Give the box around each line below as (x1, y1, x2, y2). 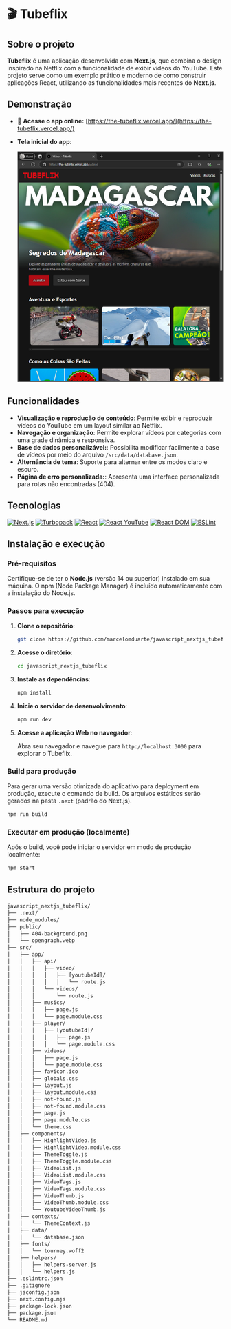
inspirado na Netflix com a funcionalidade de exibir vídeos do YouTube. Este (7, 64, 223, 72)
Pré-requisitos (7, 559, 56, 568)
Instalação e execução (7, 538, 106, 550)
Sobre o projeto (7, 38, 74, 50)
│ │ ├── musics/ (7, 999, 67, 1006)
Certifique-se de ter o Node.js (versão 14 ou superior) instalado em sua (7, 574, 210, 583)
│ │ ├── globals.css (7, 1075, 78, 1082)
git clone (16, 636, 46, 643)
